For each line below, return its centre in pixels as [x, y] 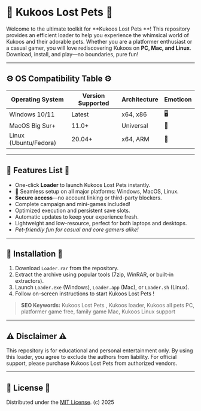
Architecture [140, 99]
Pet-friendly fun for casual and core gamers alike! [77, 229]
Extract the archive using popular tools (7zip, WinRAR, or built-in [94, 274]
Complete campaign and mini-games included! [72, 204]
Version [94, 95]
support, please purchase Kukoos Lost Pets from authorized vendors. [92, 363]
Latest [80, 114]
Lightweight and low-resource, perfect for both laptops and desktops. [101, 223]
